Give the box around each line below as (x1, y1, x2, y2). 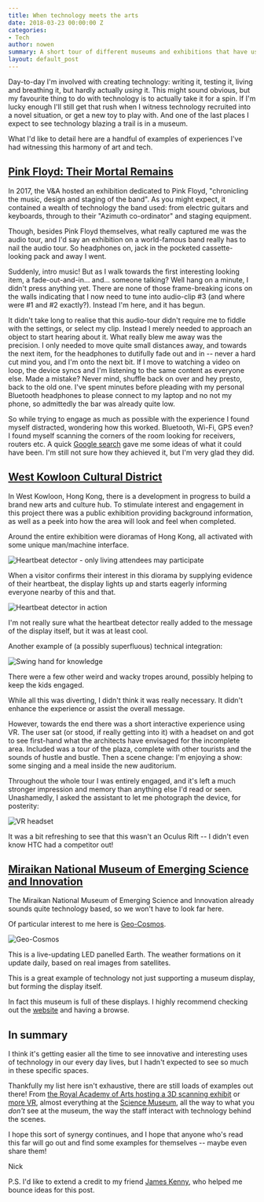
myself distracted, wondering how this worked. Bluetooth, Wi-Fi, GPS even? (8, 422, 254, 432)
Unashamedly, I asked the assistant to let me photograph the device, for (8, 792, 241, 802)
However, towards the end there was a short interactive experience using (8, 719, 245, 728)
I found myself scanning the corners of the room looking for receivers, (8, 430, 236, 441)
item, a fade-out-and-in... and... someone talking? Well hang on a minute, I (8, 275, 249, 284)
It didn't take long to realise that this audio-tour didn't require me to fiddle (8, 315, 246, 325)
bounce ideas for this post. (8, 1185, 95, 1195)
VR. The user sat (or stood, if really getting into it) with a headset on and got (8, 727, 254, 736)
